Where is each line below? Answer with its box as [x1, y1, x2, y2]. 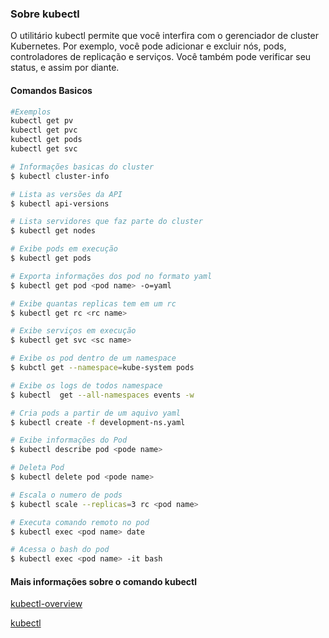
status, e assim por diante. [10, 62, 120, 74]
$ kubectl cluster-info [10, 171, 110, 181]
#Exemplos [10, 107, 52, 117]
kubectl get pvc [10, 125, 78, 136]
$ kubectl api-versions [10, 198, 110, 209]
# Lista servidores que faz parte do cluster [10, 217, 203, 227]
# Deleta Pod [10, 463, 65, 473]
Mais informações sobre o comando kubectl [10, 575, 198, 587]
